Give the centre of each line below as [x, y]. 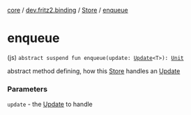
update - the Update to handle [50, 105]
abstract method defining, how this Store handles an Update [94, 71]
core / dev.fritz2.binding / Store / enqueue [68, 10]
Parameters [27, 89]
